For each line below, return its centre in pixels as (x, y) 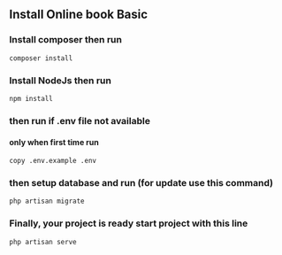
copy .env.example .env (53, 161)
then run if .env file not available (80, 120)
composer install (41, 58)
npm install (31, 98)
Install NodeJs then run (61, 81)
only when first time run (54, 142)
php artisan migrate (47, 201)
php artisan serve (43, 242)
